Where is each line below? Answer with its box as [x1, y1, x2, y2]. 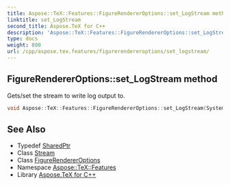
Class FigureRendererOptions [16, 156, 101, 165]
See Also [7, 124, 46, 135]
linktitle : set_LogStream [7, 16, 81, 23]
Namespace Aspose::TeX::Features [16, 163, 116, 171]
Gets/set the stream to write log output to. [7, 91, 125, 100]
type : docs [7, 35, 38, 42]
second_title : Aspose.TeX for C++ [7, 23, 106, 29]
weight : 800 [7, 42, 41, 48]
